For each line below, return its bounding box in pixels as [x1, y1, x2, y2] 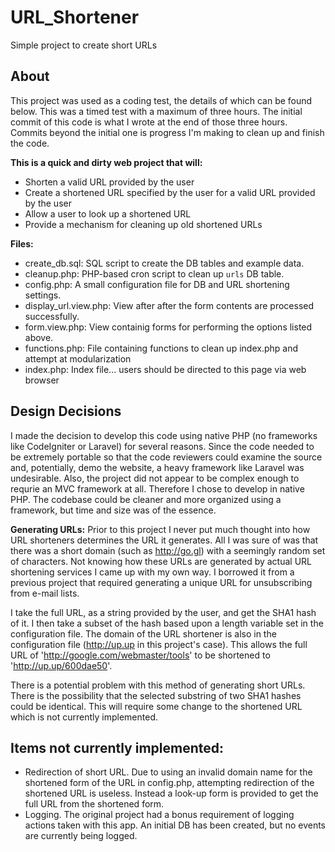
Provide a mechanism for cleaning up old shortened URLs [24, 218, 263, 230]
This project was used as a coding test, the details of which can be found [10, 94, 313, 106]
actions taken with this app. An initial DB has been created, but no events [24, 819, 326, 831]
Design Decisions [10, 403, 122, 420]
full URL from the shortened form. [24, 798, 165, 810]
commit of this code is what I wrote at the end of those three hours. [10, 116, 288, 128]
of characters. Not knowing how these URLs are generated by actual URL [10, 555, 312, 567]
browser [24, 374, 60, 386]
